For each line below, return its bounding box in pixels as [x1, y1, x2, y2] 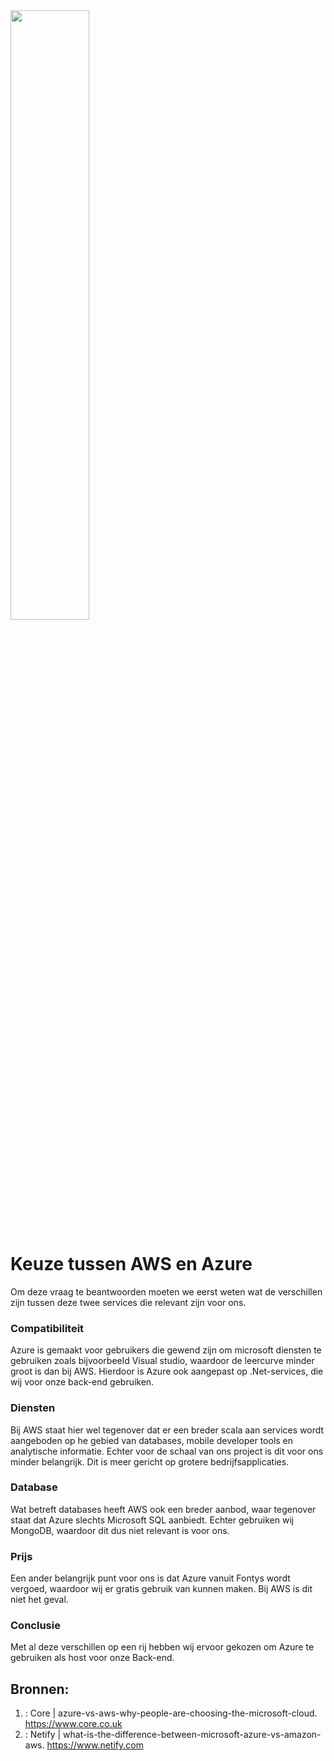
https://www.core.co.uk [24, 1718, 123, 1730]
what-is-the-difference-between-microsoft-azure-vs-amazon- [63, 1729, 322, 1741]
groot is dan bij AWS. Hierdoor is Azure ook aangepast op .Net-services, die [10, 1365, 324, 1378]
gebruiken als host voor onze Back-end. [10, 1652, 175, 1664]
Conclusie [10, 1619, 61, 1633]
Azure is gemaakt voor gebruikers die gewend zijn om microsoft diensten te [10, 1344, 322, 1356]
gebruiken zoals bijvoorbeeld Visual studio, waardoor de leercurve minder [10, 1355, 315, 1367]
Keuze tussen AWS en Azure [10, 1253, 253, 1276]
